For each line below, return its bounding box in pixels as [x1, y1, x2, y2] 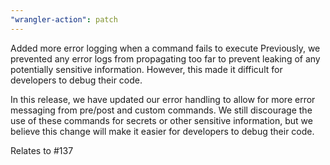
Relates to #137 [10, 144, 74, 156]
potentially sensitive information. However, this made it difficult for [10, 63, 283, 75]
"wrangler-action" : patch [10, 14, 118, 25]
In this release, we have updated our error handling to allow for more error [10, 93, 316, 105]
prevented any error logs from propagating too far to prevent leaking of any [10, 52, 321, 65]
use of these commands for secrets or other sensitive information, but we [10, 114, 313, 126]
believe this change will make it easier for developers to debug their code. [10, 125, 315, 137]
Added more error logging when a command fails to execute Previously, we [10, 42, 321, 54]
